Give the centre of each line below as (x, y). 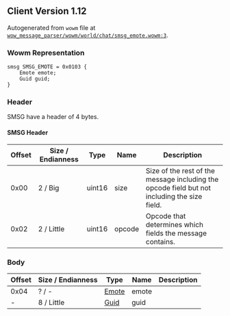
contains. (161, 241)
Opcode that (166, 216)
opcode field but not (178, 187)
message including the (182, 179)
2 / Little (51, 228)
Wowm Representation (46, 53)
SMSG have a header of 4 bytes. (53, 117)
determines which (175, 224)
